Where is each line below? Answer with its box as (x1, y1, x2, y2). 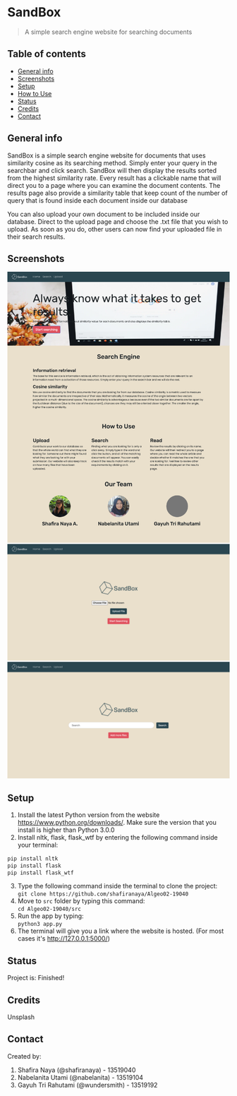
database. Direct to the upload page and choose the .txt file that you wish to (7, 217, 229, 226)
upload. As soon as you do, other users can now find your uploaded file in (7, 225, 222, 233)
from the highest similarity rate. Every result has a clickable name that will (7, 174, 221, 182)
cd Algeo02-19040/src (17, 905, 81, 913)
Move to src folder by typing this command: (17, 897, 145, 905)
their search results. (7, 232, 66, 241)
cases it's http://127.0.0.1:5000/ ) (17, 934, 111, 943)
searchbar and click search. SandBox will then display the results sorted (7, 166, 217, 174)
